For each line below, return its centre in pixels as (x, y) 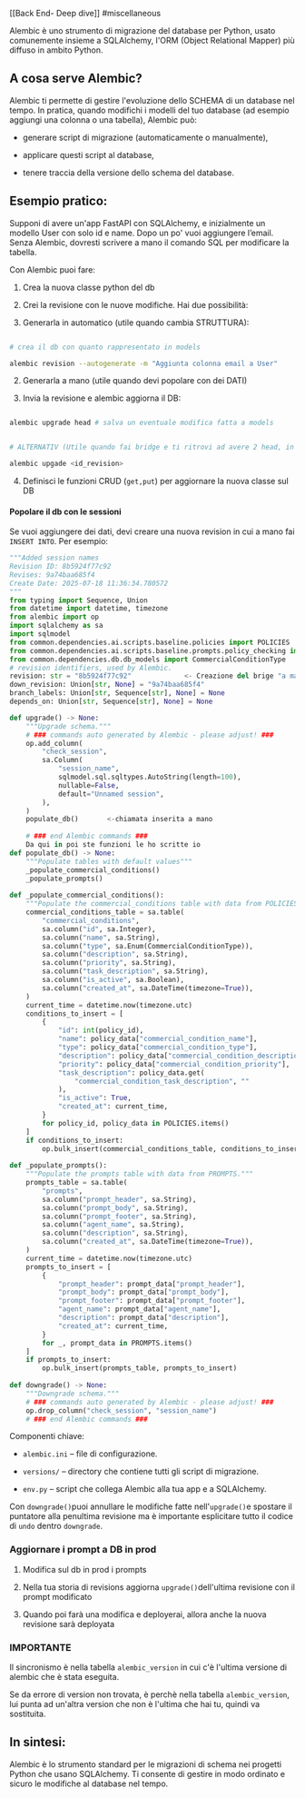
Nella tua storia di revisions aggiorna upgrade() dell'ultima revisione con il (158, 1587)
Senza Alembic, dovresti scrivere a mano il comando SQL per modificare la (149, 242)
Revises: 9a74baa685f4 (52, 575)
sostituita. (28, 1714)
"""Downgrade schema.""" (73, 1394)
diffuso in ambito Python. (56, 50)
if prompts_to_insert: (69, 1360)
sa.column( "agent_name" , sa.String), (113, 1225)
